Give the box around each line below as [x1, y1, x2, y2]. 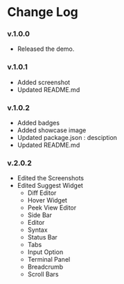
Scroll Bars [27, 270, 59, 278]
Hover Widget [27, 196, 68, 205]
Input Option [27, 248, 64, 256]
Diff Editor [27, 189, 57, 197]
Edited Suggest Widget [17, 182, 83, 190]
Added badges [17, 119, 60, 127]
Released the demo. [17, 45, 75, 53]
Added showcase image [17, 126, 87, 134]
